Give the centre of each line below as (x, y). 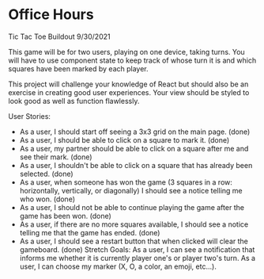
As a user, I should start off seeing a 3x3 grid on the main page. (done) (135, 132)
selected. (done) (46, 174)
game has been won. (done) (66, 216)
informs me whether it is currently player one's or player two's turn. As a (137, 258)
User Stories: (30, 116)
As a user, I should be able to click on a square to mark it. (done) (124, 139)
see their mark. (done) (56, 157)
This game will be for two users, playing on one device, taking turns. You (126, 52)
